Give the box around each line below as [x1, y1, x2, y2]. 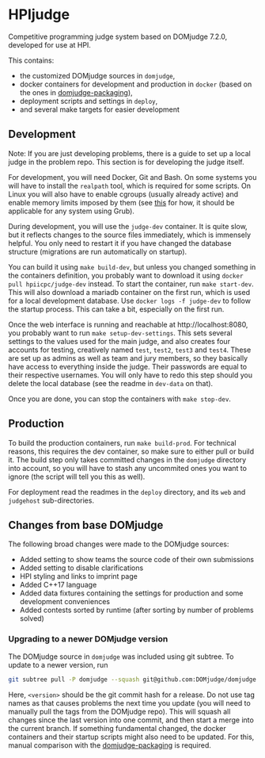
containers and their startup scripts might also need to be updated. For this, [8, 732, 255, 741]
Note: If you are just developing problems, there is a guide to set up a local [8, 148, 251, 158]
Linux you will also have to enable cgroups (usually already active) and [8, 189, 239, 199]
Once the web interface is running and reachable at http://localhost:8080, [8, 320, 248, 329]
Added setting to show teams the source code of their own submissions [19, 555, 255, 565]
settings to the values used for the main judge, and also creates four [8, 336, 231, 346]
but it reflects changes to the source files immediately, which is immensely [8, 230, 252, 239]
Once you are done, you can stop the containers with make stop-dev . [8, 394, 232, 404]
